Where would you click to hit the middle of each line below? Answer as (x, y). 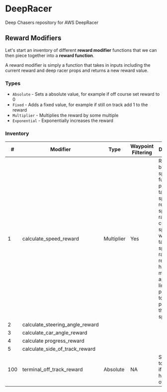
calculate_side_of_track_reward (59, 349)
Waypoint (142, 146)
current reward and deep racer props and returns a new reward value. (77, 70)
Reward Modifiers (33, 38)
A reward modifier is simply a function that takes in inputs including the (78, 65)
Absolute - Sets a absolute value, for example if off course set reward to (86, 94)
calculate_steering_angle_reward (60, 325)
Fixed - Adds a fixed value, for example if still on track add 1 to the (80, 105)
